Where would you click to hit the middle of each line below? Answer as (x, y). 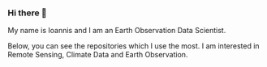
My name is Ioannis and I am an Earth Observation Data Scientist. (117, 31)
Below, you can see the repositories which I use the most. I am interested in (134, 46)
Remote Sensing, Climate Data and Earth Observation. (98, 55)
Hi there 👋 (28, 13)
